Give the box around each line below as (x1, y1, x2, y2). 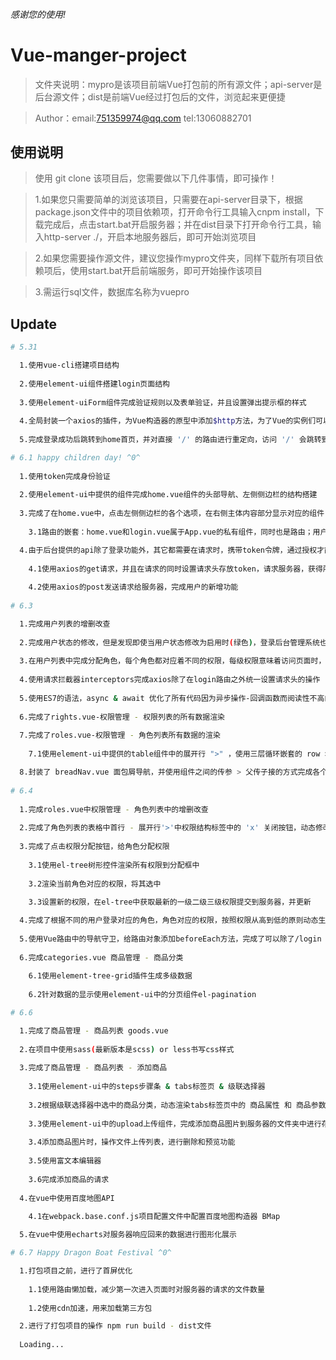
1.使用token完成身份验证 (19, 471, 111, 481)
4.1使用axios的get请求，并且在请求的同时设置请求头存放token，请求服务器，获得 (28, 564, 323, 574)
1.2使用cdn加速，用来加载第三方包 (28, 1303, 153, 1313)
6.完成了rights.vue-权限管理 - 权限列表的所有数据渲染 (19, 712, 225, 722)
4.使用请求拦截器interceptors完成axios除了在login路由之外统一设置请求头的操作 (19, 675, 321, 685)
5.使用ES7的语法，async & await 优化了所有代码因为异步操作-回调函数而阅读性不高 (19, 693, 325, 703)
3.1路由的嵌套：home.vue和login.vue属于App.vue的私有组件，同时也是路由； (28, 527, 313, 537)
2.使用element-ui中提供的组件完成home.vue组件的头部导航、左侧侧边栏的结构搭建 (19, 490, 318, 500)
